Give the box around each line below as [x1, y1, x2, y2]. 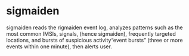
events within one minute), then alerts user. [6, 43, 112, 50]
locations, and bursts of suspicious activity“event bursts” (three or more [6, 36, 183, 43]
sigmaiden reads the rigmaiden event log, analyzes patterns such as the [6, 24, 183, 31]
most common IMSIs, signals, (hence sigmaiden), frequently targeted [6, 30, 176, 37]
